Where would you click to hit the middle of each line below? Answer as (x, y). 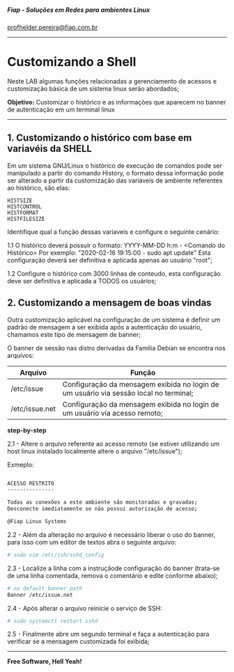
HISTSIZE (20, 201)
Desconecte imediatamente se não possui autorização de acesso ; (102, 509)
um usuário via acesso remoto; (113, 413)
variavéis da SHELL (50, 149)
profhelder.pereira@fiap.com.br (53, 27)
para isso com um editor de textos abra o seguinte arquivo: (92, 542)
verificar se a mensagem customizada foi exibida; (78, 641)
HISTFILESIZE (26, 219)
